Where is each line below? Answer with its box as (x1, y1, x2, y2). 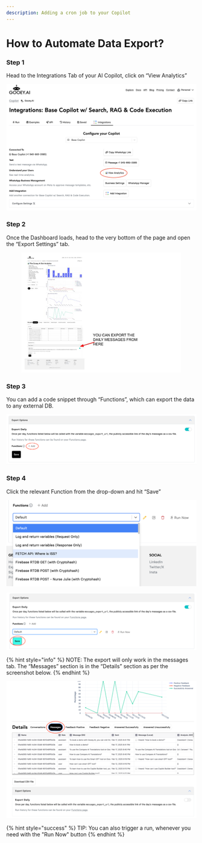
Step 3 (6, 382, 26, 390)
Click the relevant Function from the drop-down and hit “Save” (6, 487, 161, 495)
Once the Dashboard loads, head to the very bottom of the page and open (6, 233, 191, 241)
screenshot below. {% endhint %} (6, 669, 90, 676)
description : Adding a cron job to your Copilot (6, 10, 131, 16)
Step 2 (6, 220, 26, 229)
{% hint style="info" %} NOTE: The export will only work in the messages (6, 656, 189, 663)
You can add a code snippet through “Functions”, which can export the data (6, 395, 195, 403)
